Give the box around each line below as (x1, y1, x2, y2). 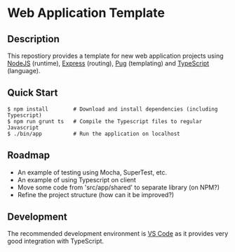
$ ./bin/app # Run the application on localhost (7, 130, 180, 137)
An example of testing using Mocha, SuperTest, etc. (17, 168, 167, 177)
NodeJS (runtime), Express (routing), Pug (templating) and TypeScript (7, 59, 209, 68)
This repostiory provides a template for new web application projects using (7, 51, 224, 60)
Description (7, 33, 60, 45)
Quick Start (7, 87, 58, 99)
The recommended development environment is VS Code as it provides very (7, 229, 229, 238)
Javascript (7, 124, 39, 131)
